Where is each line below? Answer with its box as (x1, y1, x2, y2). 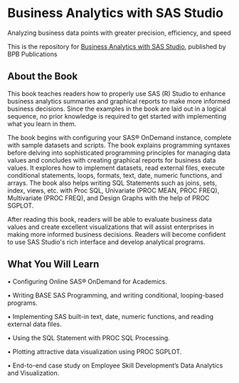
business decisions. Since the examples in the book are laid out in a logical (7, 104, 226, 113)
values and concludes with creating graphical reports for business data (7, 156, 216, 164)
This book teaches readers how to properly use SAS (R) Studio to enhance (7, 89, 226, 97)
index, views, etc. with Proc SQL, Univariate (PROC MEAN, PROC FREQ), (7, 186, 220, 195)
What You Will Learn (7, 258, 100, 271)
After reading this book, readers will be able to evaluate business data (7, 215, 212, 223)
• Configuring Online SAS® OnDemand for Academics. (7, 277, 167, 286)
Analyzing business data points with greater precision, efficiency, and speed (7, 28, 231, 37)
